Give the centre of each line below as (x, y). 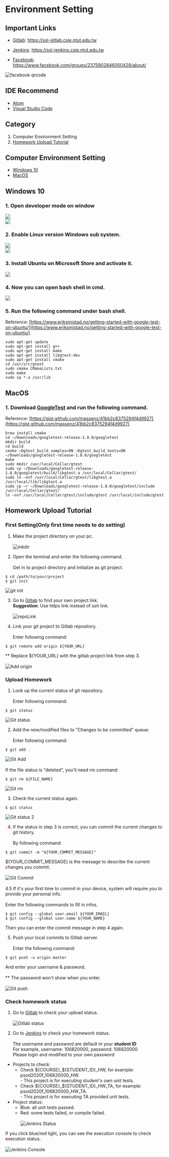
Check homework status (36, 1002)
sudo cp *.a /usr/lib (28, 378)
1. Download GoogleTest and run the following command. (77, 407)
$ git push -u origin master (36, 958)
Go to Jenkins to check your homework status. (61, 1033)
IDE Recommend (32, 91)
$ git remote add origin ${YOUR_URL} (45, 646)
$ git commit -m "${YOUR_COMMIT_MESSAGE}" (51, 852)
